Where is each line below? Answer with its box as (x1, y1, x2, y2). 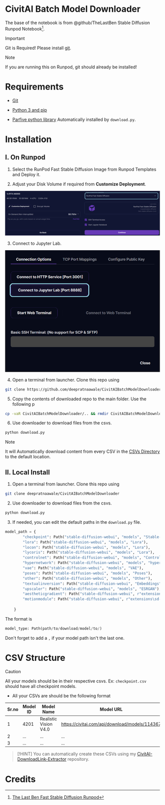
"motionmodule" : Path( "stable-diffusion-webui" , (23, 596, 124, 602)
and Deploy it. (12, 171, 41, 178)
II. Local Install (5, 468, 50, 477)
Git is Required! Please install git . (5, 45, 71, 51)
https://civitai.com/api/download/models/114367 (61, 721, 162, 727)
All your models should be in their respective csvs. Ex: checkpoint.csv (5, 678, 146, 684)
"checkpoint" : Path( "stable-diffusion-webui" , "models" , (23, 535, 141, 539)
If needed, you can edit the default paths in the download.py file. (12, 519, 141, 525)
